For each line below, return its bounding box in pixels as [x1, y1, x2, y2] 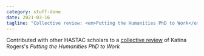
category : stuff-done [6, 8, 61, 15]
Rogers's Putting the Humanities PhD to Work [6, 43, 120, 50]
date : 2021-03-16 [6, 14, 50, 20]
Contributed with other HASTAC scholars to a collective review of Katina [6, 37, 187, 44]
